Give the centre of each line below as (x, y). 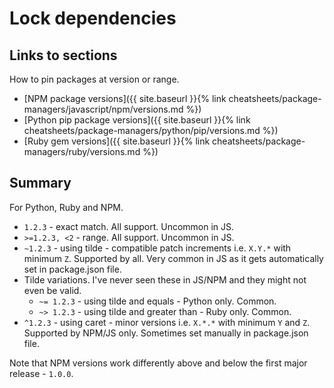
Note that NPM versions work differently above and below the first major (158, 363)
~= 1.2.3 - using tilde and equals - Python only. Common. (157, 301)
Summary (40, 183)
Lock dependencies (93, 18)
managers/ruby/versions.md (82, 151)
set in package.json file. (72, 269)
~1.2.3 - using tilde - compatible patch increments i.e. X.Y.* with (157, 248)
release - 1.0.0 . (41, 373)
